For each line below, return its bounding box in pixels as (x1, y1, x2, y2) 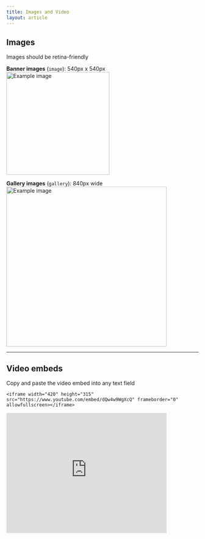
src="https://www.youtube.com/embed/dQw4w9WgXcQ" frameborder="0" (6, 397, 179, 403)
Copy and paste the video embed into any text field (6, 379, 135, 387)
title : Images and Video (6, 9, 70, 15)
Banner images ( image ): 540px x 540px (6, 65, 106, 73)
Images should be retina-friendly (6, 53, 88, 61)
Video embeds (6, 363, 63, 374)
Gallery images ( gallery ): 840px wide (6, 180, 103, 187)
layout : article (6, 15, 48, 21)
